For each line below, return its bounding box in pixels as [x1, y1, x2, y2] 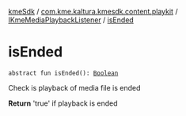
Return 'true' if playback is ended [8, 99, 118, 108]
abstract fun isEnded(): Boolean [8, 69, 119, 77]
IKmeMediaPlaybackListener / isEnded [8, 15, 135, 25]
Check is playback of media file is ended [8, 83, 141, 92]
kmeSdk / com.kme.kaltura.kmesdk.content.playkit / [8, 7, 178, 16]
